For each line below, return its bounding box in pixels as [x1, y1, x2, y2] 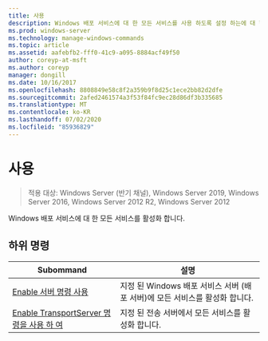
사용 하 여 [29, 319, 64, 330]
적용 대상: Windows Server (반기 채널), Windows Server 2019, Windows [27, 188, 259, 197]
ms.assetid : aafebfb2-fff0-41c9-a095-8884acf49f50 [8, 49, 180, 57]
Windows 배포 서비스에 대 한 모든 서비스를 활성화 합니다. [8, 213, 186, 223]
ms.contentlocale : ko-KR [8, 109, 91, 117]
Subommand [37, 264, 88, 276]
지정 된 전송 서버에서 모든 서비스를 [120, 307, 242, 318]
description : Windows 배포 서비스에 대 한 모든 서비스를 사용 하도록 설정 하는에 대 [8, 19, 256, 27]
